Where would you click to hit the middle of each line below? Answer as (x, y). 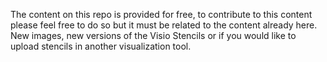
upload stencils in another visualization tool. (101, 46)
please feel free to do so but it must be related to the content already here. (164, 25)
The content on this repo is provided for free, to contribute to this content (161, 14)
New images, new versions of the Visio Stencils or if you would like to (153, 35)
